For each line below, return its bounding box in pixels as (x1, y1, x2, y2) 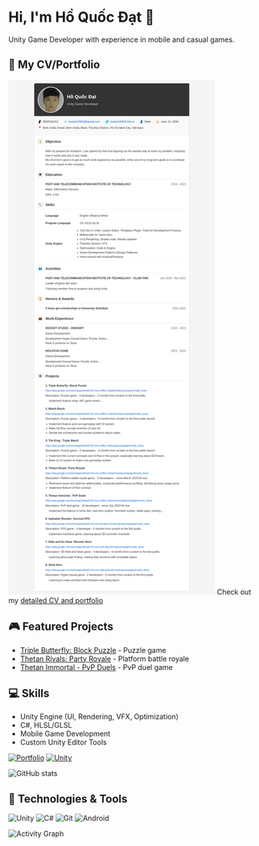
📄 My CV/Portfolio (8, 58, 101, 72)
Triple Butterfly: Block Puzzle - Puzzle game (19, 645, 166, 655)
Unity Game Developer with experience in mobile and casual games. (8, 35, 235, 44)
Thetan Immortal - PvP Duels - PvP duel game (19, 662, 173, 671)
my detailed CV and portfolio (8, 595, 104, 605)
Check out (216, 587, 252, 597)
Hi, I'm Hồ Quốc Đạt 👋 (8, 8, 155, 27)
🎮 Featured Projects (8, 620, 114, 634)
